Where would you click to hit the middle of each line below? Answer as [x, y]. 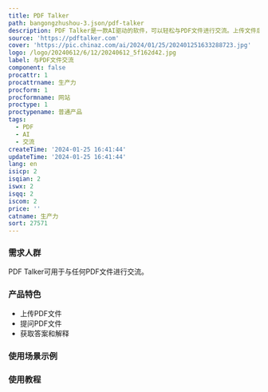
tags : [17, 120]
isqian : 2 [25, 179]
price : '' [25, 208]
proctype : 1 [28, 105]
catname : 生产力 [33, 216]
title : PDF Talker [39, 16]
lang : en [23, 164]
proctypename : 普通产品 [45, 113]
